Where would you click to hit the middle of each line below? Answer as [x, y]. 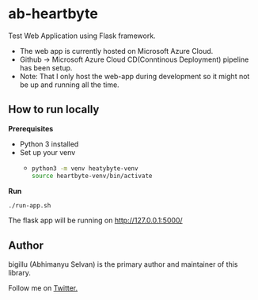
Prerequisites [31, 128]
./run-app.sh [30, 205]
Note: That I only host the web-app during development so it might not [135, 76]
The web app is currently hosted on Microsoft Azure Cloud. [116, 51]
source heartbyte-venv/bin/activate [92, 176]
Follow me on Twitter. [43, 288]
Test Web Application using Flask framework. [82, 36]
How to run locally [54, 110]
